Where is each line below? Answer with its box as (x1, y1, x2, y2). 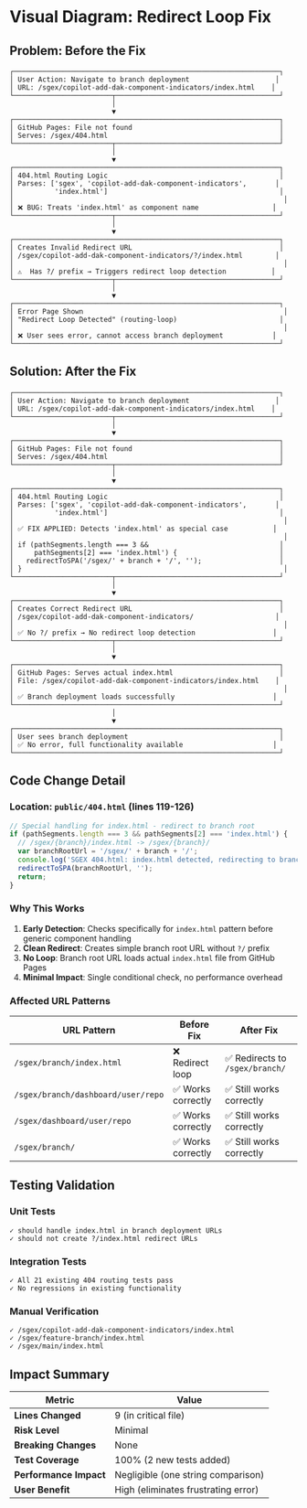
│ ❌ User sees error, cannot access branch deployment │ (9, 331, 277, 340)
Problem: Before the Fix (9, 43, 146, 59)
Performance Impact (14, 1469, 107, 1481)
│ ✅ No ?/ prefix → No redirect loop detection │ (9, 628, 278, 637)
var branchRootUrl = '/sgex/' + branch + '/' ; (17, 847, 198, 856)
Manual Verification (9, 1305, 100, 1318)
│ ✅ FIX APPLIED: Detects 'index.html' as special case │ (9, 524, 278, 533)
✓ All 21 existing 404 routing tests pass (9, 1276, 174, 1286)
